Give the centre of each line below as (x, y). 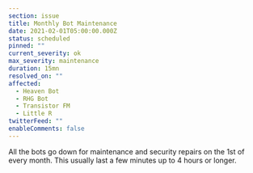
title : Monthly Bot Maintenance (63, 23)
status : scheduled (39, 38)
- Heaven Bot (38, 91)
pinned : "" (27, 46)
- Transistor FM (43, 106)
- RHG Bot (32, 99)
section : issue (34, 16)
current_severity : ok (45, 53)
